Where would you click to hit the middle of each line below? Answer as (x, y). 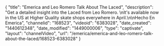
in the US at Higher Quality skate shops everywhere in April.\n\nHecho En (80, 18)
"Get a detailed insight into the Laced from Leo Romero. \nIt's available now (82, 12)
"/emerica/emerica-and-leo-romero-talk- (111, 33)
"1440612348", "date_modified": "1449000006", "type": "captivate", (75, 28)
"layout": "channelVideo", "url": (37, 33)
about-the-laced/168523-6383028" (41, 39)
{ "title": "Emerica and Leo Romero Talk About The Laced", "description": (79, 7)
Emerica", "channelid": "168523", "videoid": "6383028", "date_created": (78, 23)
